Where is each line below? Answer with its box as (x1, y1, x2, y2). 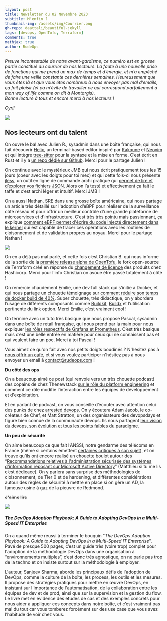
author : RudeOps (5, 44, 39, 49)
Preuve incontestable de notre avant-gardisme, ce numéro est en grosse (5, 58, 155, 64)
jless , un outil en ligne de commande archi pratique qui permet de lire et (5, 178, 153, 184)
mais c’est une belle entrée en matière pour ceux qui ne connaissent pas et (5, 332, 160, 338)
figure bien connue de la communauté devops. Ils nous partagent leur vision (5, 418, 162, 424)
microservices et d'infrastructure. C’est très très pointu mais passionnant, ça (5, 214, 163, 220)
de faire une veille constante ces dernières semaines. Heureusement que (5, 74, 156, 80)
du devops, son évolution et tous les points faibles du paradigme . (5, 423, 139, 429)
